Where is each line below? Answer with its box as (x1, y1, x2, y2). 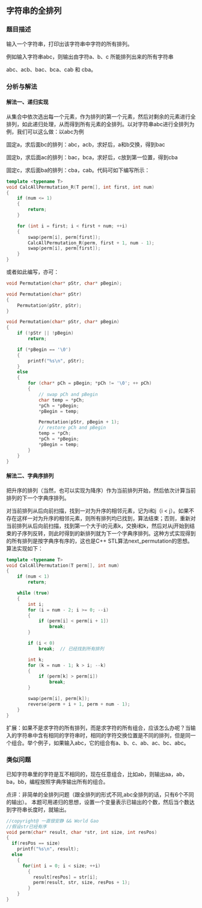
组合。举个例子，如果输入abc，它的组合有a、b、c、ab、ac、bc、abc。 (11, 739, 189, 746)
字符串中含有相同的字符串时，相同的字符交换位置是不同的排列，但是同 (16, 731, 191, 739)
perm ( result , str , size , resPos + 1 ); (32, 880, 130, 886)
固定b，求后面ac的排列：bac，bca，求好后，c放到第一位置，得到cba (6, 153, 179, 161)
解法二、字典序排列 (6, 472, 54, 479)
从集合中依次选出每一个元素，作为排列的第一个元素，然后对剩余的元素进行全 (6, 113, 196, 120)
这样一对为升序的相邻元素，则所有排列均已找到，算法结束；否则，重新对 (16, 514, 196, 522)
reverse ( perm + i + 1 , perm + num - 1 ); (28, 701, 130, 707)
